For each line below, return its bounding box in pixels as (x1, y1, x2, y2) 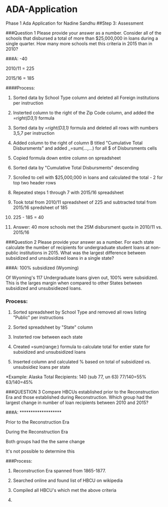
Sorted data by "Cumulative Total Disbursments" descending (13, 164, 139, 170)
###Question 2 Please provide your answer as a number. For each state (6, 239, 154, 245)
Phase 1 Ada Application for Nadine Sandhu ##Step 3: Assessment (6, 20, 143, 26)
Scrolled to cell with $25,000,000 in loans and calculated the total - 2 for (13, 174, 163, 180)
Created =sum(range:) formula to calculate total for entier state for (13, 344, 150, 350)
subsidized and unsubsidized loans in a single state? (6, 255, 114, 261)
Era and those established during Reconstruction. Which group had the (6, 394, 152, 400)
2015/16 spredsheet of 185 (13, 205, 68, 211)
